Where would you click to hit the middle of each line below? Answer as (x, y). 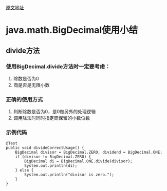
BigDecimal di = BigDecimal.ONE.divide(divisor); (78, 161)
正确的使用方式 (24, 99)
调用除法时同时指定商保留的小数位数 (52, 118)
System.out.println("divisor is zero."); (69, 175)
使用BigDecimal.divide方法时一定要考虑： (58, 67)
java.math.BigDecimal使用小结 (72, 30)
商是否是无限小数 (31, 85)
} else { (24, 171)
